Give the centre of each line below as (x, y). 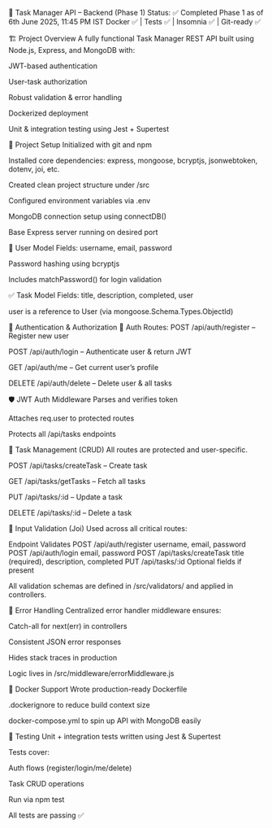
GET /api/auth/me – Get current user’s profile (84, 367)
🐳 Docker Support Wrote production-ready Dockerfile (98, 689)
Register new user (39, 336)
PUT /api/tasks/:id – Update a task (66, 497)
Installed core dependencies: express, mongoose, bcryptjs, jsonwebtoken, (133, 160)
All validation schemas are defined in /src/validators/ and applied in (121, 586)
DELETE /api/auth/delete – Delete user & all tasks (90, 383)
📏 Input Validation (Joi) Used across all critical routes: (98, 528)
